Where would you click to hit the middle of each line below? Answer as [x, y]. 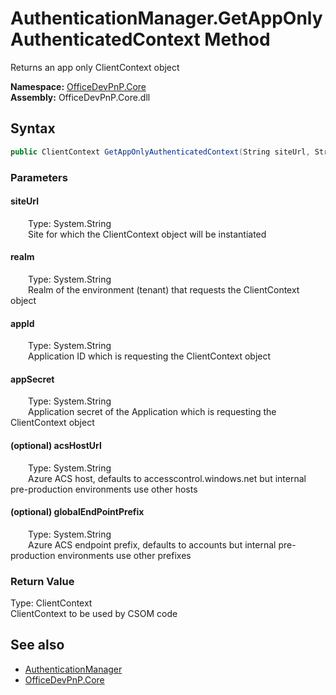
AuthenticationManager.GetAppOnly [166, 18]
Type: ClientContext [51, 603]
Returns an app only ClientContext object [95, 67]
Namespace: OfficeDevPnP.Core [78, 86]
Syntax [33, 128]
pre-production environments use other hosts [104, 489]
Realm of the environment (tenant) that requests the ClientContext [164, 289]
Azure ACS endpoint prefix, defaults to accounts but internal [152, 544]
